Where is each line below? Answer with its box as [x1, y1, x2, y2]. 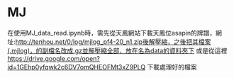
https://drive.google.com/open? [7, 54, 101, 62]
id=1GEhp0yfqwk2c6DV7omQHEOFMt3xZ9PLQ [7, 62, 146, 71]
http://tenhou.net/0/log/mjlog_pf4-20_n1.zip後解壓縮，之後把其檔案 [15, 37, 211, 46]
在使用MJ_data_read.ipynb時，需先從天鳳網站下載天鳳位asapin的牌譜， [7, 28, 216, 37]
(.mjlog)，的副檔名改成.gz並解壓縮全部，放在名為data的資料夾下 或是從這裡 [7, 46, 228, 55]
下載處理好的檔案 [147, 62, 197, 71]
